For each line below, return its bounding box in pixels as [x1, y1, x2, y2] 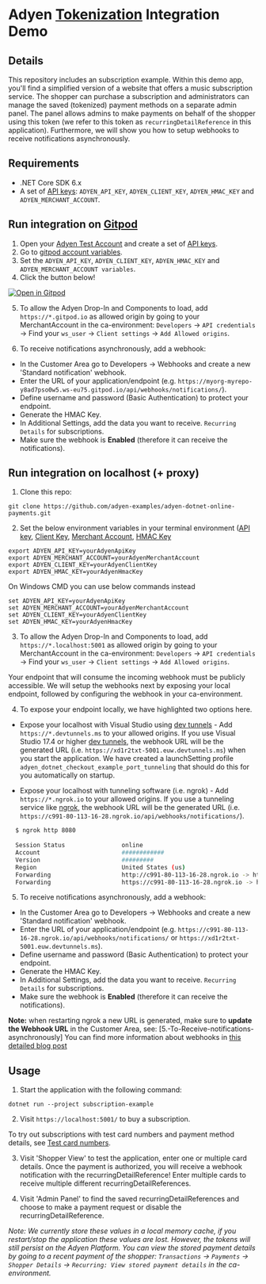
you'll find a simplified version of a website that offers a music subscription [8, 83, 253, 93]
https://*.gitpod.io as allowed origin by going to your [19, 311, 200, 321]
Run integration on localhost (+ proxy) [8, 466, 199, 480]
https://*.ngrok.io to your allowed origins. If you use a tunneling [19, 794, 235, 804]
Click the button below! [19, 272, 96, 282]
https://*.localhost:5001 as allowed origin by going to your [19, 640, 218, 650]
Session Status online [15, 842, 144, 850]
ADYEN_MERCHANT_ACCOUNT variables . [19, 264, 136, 273]
